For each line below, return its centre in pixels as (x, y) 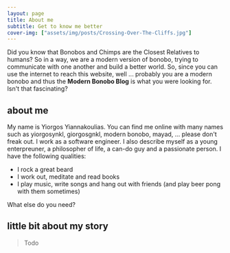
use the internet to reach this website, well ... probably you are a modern (110, 74)
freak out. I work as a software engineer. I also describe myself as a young (113, 142)
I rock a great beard (45, 170)
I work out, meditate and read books (68, 177)
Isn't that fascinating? (38, 89)
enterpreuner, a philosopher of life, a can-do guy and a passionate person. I (114, 149)
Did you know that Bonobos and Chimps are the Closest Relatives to (103, 52)
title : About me (30, 20)
